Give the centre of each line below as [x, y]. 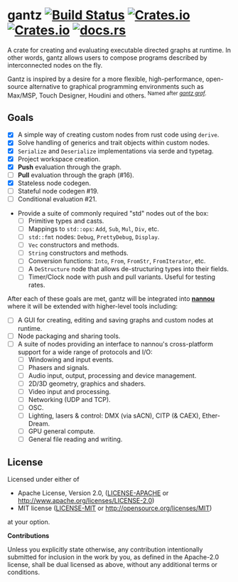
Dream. [39, 424]
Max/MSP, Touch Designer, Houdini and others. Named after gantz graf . [107, 95]
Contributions [28, 536]
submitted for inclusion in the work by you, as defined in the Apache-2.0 [113, 557]
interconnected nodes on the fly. [55, 65]
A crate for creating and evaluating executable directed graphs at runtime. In [119, 50]
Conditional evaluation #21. [57, 199]
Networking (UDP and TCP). [70, 399]
